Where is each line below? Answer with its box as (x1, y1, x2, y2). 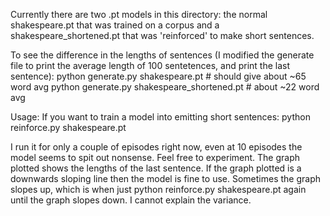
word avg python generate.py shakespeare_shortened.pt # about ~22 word (10, 81, 320, 93)
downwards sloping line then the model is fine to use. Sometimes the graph (10, 173, 321, 184)
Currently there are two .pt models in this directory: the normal (10, 9, 268, 20)
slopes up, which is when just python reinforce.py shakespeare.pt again (10, 184, 307, 195)
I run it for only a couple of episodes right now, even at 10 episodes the (10, 141, 303, 153)
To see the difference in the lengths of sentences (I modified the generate (10, 49, 315, 61)
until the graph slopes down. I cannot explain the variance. (10, 194, 252, 206)
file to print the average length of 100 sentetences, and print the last (10, 60, 291, 71)
